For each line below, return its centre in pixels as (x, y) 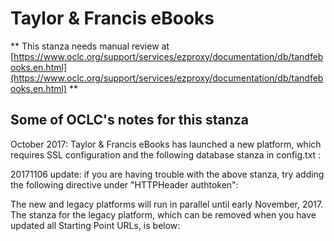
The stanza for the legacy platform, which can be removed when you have (163, 214)
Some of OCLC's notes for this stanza (129, 120)
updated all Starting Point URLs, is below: (95, 225)
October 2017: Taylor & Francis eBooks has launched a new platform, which (166, 144)
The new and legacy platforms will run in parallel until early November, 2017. (167, 204)
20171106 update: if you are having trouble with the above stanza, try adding (167, 174)
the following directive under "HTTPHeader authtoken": (124, 184)
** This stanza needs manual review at (90, 46)
